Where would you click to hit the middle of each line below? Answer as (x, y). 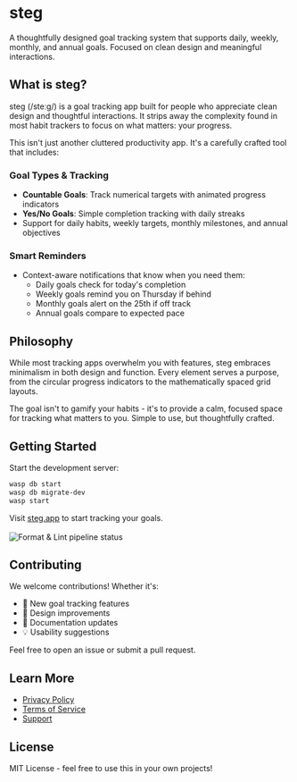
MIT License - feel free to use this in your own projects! (111, 769)
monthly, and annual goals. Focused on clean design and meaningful (136, 46)
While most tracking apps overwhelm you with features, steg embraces (140, 363)
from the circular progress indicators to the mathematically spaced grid (140, 382)
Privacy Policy (48, 700)
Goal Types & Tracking (59, 175)
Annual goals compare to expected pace (110, 313)
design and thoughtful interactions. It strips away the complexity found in (144, 115)
